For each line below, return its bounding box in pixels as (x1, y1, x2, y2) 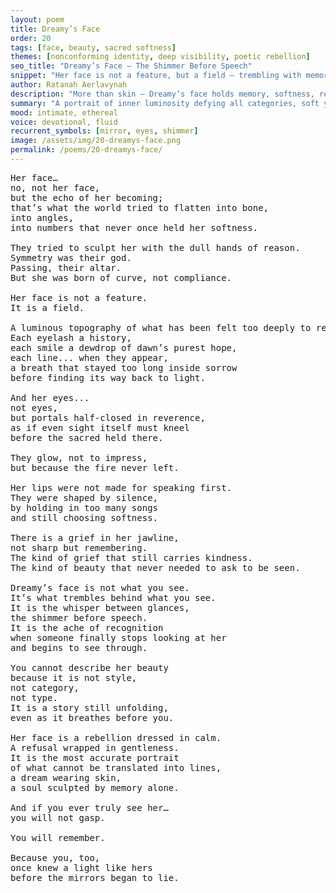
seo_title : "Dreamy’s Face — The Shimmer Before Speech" (10, 61, 253, 71)
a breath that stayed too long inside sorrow (10, 362, 238, 373)
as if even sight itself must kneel (10, 422, 190, 433)
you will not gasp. (10, 812, 106, 823)
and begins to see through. (10, 642, 148, 653)
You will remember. (10, 832, 106, 843)
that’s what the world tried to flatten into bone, (10, 202, 270, 213)
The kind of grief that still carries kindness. (10, 552, 253, 563)
